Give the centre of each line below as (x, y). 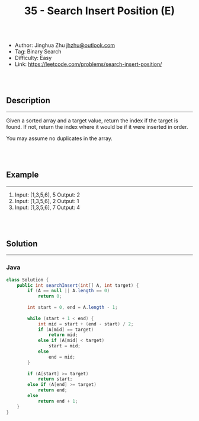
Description (28, 101)
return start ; (55, 379)
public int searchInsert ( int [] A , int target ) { (78, 285)
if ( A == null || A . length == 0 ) (69, 291)
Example (23, 175)
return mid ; (63, 335)
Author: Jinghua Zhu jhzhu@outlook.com (65, 45)
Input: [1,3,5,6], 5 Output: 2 (47, 195)
